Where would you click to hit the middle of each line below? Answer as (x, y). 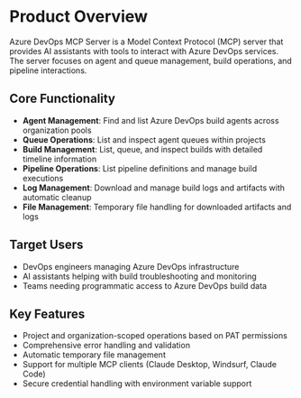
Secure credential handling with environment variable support (137, 384)
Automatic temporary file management (94, 355)
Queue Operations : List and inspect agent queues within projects (144, 139)
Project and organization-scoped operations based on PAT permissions (155, 336)
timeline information (59, 159)
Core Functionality (62, 99)
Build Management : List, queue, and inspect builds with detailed (142, 149)
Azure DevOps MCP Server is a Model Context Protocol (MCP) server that (146, 42)
